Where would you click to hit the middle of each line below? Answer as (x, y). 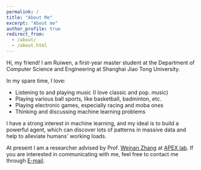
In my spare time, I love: (36, 80)
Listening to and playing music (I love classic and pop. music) (91, 92)
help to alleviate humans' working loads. (57, 136)
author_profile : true (34, 29)
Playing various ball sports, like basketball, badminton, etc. (88, 99)
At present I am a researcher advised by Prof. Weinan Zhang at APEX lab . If (100, 148)
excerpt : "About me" (32, 23)
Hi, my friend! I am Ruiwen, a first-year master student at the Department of (100, 62)
